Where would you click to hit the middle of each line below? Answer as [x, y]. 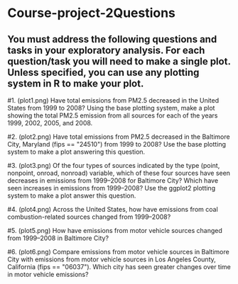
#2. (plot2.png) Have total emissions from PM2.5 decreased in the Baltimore [119, 137]
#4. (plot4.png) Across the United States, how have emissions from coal [113, 209]
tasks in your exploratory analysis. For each [106, 50]
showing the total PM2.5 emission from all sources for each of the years [113, 115]
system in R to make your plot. [76, 83]
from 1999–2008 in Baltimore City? [58, 238]
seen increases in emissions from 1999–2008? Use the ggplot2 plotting [111, 188]
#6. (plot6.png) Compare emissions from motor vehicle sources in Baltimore [118, 252]
